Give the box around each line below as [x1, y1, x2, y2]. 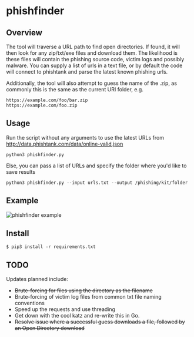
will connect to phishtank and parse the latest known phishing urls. [6, 68, 168, 75]
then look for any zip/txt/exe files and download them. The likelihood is [6, 49, 178, 57]
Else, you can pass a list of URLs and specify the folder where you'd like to [6, 162, 187, 169]
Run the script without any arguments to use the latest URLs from [6, 134, 165, 141]
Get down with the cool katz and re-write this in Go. [14, 312, 140, 319]
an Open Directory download [14, 325, 85, 332]
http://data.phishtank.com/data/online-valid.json [6, 140, 123, 147]
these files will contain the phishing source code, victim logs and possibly [6, 56, 185, 62]
